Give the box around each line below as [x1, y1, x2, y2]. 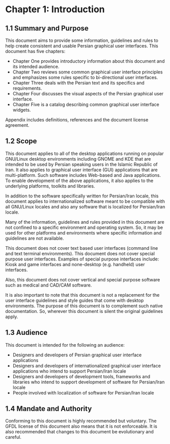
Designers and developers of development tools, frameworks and [12, 373, 151, 379]
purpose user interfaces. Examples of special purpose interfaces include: [5, 256, 159, 262]
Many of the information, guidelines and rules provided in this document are [5, 219, 164, 225]
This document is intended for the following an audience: [5, 342, 125, 348]
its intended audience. [12, 64, 60, 69]
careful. [5, 434, 22, 440]
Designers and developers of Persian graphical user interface [12, 352, 142, 358]
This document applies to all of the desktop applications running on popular [5, 150, 164, 156]
